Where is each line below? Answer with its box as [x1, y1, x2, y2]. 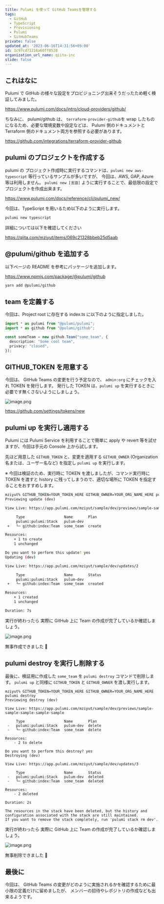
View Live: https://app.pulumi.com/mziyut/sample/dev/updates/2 [5, 563, 139, 569]
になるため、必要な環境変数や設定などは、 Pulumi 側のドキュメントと [5, 123, 145, 128]
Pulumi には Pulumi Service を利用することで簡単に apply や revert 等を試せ [5, 437, 157, 443]
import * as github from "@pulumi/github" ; [5, 326, 95, 331]
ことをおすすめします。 [9, 483, 56, 489]
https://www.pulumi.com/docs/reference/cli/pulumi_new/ [5, 195, 121, 201]
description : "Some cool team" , [9, 339, 76, 344]
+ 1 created [14, 595, 38, 600]
